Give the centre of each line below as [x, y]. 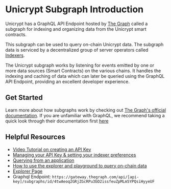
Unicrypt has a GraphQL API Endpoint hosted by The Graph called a [77, 24]
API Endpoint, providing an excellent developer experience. [68, 81]
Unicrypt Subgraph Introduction [75, 9]
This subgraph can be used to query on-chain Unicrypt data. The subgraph [84, 44]
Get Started [24, 98]
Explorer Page [28, 171]
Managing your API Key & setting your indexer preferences [74, 155]
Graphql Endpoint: [32, 176]
